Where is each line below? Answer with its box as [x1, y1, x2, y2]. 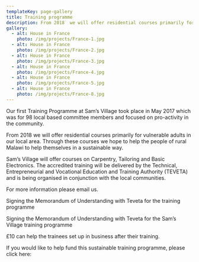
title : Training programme [6, 14, 73, 20]
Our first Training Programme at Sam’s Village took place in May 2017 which [6, 107, 191, 114]
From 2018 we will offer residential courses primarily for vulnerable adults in [6, 131, 191, 138]
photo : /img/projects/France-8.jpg [17, 91, 105, 97]
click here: [6, 250, 32, 257]
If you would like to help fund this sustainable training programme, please [6, 244, 185, 251]
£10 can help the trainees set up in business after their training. [6, 232, 160, 240]
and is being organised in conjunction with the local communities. [6, 174, 166, 181]
